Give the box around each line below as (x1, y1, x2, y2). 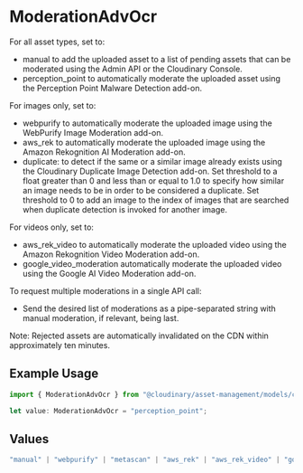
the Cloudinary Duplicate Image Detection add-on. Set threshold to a (22, 166, 278, 176)
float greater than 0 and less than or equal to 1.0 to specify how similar (22, 175, 285, 186)
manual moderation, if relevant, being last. (22, 312, 179, 323)
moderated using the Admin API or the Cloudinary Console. (22, 63, 243, 74)
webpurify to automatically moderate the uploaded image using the (22, 118, 272, 128)
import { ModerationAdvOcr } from (9, 390, 140, 399)
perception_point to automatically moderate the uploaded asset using (22, 72, 281, 83)
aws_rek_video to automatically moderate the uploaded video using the (22, 239, 287, 250)
